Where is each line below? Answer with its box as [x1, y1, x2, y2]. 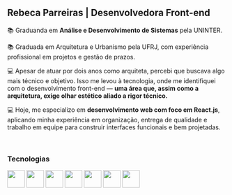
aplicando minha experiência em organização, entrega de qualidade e [7, 115, 208, 124]
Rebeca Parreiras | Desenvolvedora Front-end [7, 7, 210, 19]
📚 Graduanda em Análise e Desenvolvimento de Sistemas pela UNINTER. [7, 26, 223, 34]
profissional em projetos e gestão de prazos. [7, 52, 136, 61]
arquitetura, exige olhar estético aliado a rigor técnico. [7, 92, 169, 100]
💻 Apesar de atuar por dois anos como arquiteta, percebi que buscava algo [7, 66, 225, 75]
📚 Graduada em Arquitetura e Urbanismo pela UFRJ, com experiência [7, 43, 209, 51]
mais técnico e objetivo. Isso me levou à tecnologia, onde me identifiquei [7, 76, 216, 85]
